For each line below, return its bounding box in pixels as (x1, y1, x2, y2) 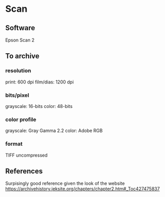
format (5, 140, 23, 147)
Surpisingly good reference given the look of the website (5, 180, 125, 187)
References (5, 167, 43, 176)
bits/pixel (5, 92, 30, 99)
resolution (5, 67, 32, 74)
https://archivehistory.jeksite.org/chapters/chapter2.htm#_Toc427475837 (5, 186, 160, 192)
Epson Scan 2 (5, 37, 35, 43)
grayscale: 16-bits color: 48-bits (5, 103, 73, 109)
